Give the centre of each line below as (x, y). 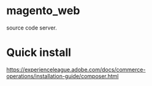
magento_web (43, 11)
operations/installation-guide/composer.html (63, 76)
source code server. (32, 28)
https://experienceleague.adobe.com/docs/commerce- (76, 69)
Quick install (39, 53)
